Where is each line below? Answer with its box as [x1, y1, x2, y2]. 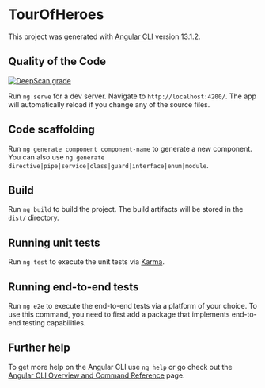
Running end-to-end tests [8, 280, 139, 294]
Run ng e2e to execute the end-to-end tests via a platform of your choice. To [8, 302, 258, 310]
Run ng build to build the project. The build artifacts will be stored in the [8, 205, 244, 214]
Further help [8, 341, 71, 355]
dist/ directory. [8, 213, 59, 223]
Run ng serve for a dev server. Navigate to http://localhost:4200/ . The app [8, 91, 257, 101]
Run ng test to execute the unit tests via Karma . [8, 257, 165, 267]
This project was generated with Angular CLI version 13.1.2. [8, 32, 201, 41]
